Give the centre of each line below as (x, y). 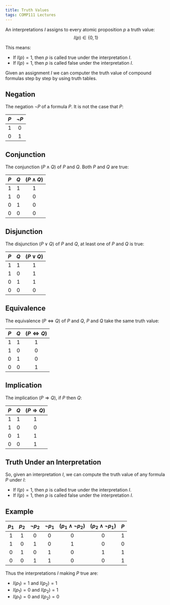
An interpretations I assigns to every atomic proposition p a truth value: (80, 29)
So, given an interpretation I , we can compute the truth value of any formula (85, 475)
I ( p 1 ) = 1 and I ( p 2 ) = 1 (35, 584)
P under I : (16, 480)
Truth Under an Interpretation (53, 462)
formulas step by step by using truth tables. (51, 78)
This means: (18, 47)
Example (19, 511)
